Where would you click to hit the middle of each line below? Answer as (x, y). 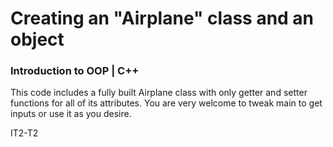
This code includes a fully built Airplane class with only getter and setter (159, 93)
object (37, 39)
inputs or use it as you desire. (71, 114)
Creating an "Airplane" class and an (162, 18)
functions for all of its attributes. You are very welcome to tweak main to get (166, 103)
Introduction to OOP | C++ (75, 71)
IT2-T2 (24, 133)
